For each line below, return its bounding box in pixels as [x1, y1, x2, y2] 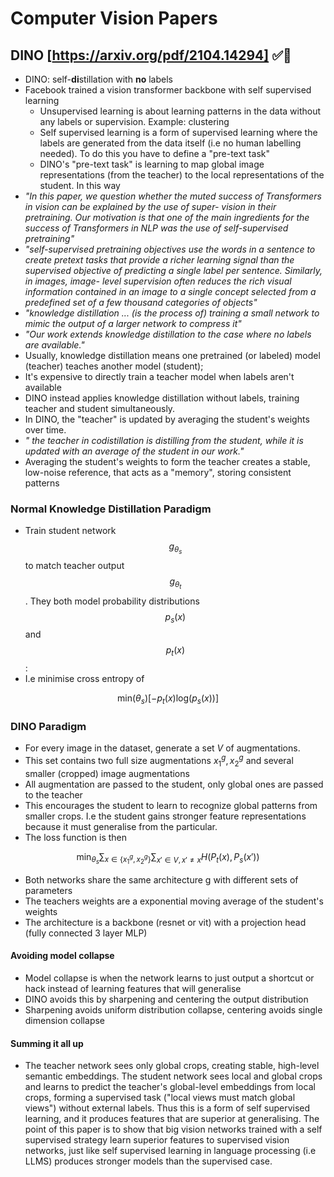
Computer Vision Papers [10, 7, 218, 30]
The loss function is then [24, 831, 128, 843]
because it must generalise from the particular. [24, 820, 218, 832]
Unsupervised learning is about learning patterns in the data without [39, 105, 322, 117]
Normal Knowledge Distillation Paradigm [10, 502, 212, 516]
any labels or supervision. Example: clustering [39, 116, 230, 127]
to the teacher [24, 788, 83, 801]
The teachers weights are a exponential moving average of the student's [24, 895, 324, 907]
